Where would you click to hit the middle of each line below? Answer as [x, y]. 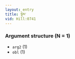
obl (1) [19, 52]
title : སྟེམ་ [16, 14]
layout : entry [20, 10]
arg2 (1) [20, 47]
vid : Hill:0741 [21, 19]
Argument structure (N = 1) [38, 36]
